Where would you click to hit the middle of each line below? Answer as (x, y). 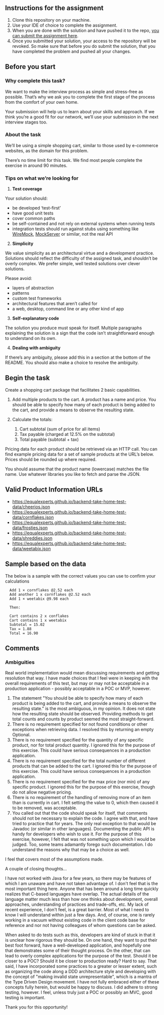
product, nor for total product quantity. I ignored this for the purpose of (83, 745)
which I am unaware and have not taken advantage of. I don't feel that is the (82, 884)
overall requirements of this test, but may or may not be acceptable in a (77, 683)
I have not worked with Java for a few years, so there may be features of (78, 878)
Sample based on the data (46, 564)
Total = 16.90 (24, 633)
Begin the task (27, 378)
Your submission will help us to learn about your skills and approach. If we (80, 111)
